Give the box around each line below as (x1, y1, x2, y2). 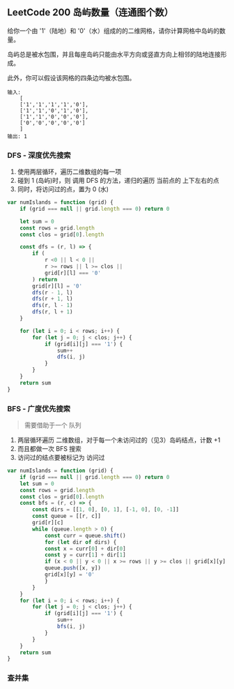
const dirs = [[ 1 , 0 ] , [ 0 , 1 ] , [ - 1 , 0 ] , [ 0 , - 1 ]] (32, 506, 180, 513)
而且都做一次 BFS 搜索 (17, 445, 82, 453)
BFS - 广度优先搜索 (7, 403, 71, 413)
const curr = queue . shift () (44, 532, 127, 539)
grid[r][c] (32, 519, 64, 526)
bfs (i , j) (56, 623, 86, 630)
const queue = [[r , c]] (32, 512, 101, 520)
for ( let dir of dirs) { (44, 538, 117, 546)
